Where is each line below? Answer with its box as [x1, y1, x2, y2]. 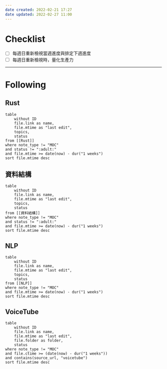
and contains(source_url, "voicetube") [5, 356, 88, 361]
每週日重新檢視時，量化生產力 [12, 57, 74, 63]
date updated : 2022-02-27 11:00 [5, 12, 72, 17]
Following [5, 79, 46, 90]
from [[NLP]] [5, 281, 32, 286]
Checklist [5, 33, 46, 45]
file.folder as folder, [14, 338, 64, 343]
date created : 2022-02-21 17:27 [5, 7, 72, 12]
